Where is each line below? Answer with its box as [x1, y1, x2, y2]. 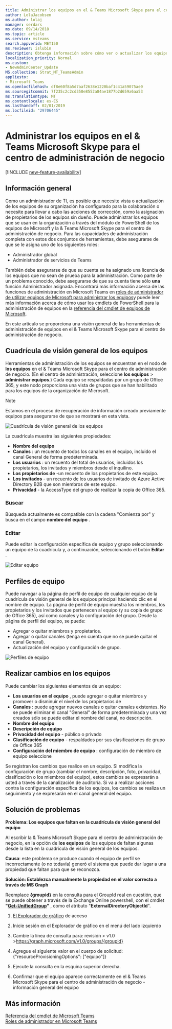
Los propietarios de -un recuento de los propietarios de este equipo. [12, 470, 159, 476]
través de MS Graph [5, 881, 49, 888]
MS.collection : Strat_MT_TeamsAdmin [5, 70, 83, 75]
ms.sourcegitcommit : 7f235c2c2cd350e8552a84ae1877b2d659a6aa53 [5, 89, 143, 94]
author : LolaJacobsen [5, 12, 52, 18]
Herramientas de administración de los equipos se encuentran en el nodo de [5, 360, 167, 366]
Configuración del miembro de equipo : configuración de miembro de [12, 747, 161, 754]
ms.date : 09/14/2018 [5, 27, 50, 32]
